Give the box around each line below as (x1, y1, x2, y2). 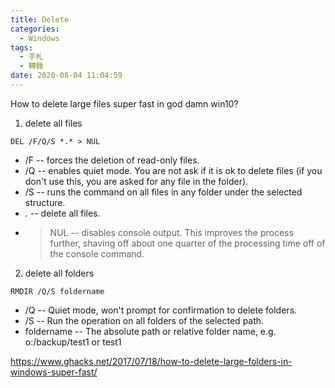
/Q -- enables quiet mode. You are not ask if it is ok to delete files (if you (24, 164, 323, 176)
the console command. (49, 247, 145, 260)
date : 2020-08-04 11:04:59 (10, 71, 123, 81)
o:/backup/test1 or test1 (24, 336, 122, 348)
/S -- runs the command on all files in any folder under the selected (24, 186, 303, 198)
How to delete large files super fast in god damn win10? (10, 97, 239, 110)
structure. (24, 196, 66, 208)
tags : (10, 42, 33, 53)
